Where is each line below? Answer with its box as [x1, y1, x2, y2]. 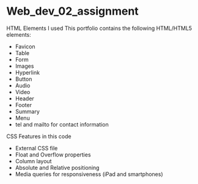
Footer [15, 101, 32, 108]
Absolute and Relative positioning [15, 164, 100, 171]
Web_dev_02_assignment [6, 4, 139, 18]
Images [15, 62, 34, 70]
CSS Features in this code [6, 133, 71, 140]
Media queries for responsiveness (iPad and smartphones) [15, 170, 163, 178]
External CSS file [15, 144, 58, 152]
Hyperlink [15, 68, 40, 76]
